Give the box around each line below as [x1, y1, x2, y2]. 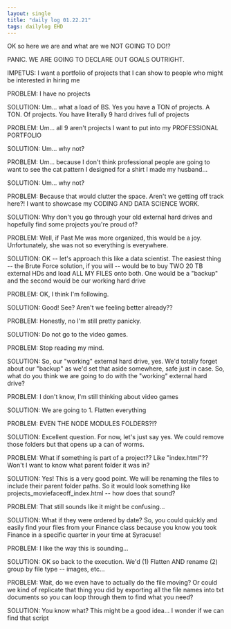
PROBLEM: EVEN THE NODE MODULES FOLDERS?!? [7, 420, 158, 428]
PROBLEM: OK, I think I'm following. [7, 290, 109, 299]
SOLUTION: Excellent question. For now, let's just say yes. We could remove [7, 433, 225, 441]
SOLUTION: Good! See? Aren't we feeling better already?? [7, 303, 173, 312]
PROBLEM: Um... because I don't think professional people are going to [7, 158, 210, 166]
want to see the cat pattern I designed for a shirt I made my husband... [7, 166, 208, 174]
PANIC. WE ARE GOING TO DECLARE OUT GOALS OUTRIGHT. [7, 55, 185, 64]
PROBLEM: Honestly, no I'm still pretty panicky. [7, 317, 142, 326]
